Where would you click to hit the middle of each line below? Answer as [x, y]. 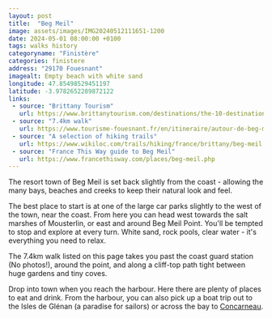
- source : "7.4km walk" [52, 121]
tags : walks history [43, 46]
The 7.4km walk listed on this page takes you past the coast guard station [131, 257]
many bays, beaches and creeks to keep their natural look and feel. [121, 190]
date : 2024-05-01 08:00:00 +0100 [65, 38]
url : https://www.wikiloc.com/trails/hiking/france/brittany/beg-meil [141, 144]
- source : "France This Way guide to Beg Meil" [93, 151]
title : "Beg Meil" [41, 23]
